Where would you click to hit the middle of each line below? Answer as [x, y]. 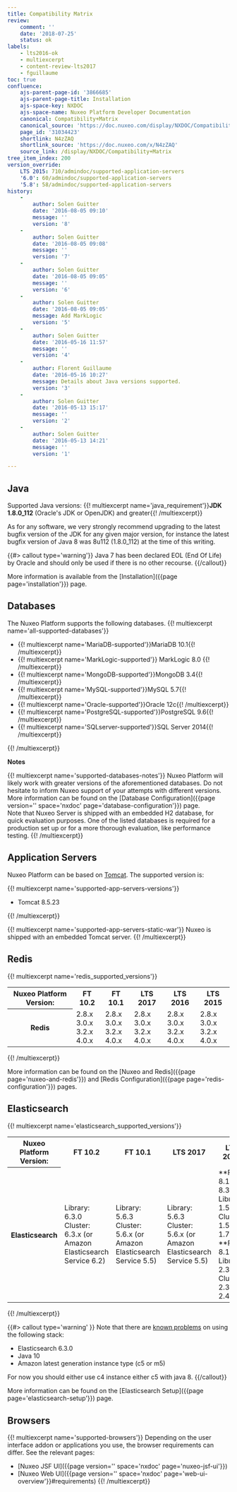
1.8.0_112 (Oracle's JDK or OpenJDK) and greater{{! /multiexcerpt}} [105, 513]
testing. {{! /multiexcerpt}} [45, 835]
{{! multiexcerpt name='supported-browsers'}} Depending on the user [109, 1438]
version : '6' [52, 290]
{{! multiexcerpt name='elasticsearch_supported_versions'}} [95, 1126]
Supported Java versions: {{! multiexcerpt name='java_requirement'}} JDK [115, 506]
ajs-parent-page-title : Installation [75, 100]
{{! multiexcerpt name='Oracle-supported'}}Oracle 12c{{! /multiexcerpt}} [123, 704]
